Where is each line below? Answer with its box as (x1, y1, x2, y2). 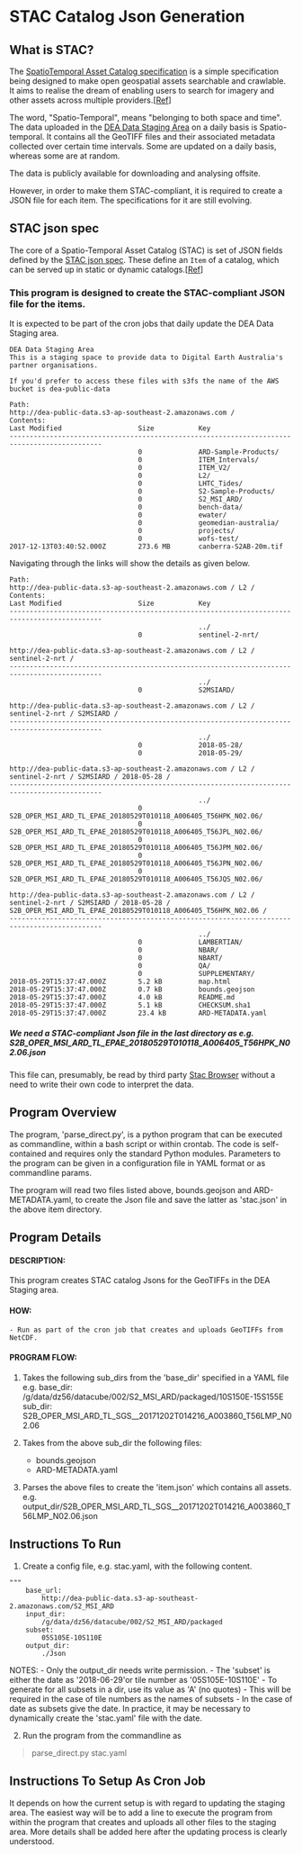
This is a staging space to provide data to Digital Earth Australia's (9, 353, 283, 362)
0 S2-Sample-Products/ (138, 487, 276, 496)
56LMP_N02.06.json (22, 1510, 99, 1521)
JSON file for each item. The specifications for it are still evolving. (9, 195, 253, 205)
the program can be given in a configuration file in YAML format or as (9, 1157, 266, 1168)
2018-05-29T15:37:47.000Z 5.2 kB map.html (9, 977, 231, 987)
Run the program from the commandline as (22, 1730, 182, 1741)
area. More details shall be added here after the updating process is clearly (9, 1826, 288, 1837)
